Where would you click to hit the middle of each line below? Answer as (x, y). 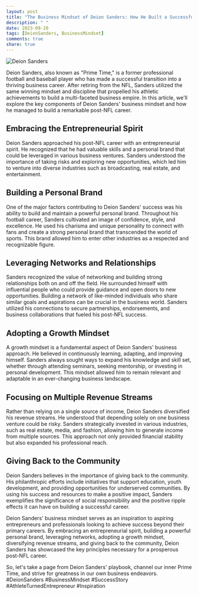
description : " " (27, 22)
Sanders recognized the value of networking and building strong (84, 277)
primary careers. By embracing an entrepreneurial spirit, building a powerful (98, 530)
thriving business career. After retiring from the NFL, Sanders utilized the (94, 85)
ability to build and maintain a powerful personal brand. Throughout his (92, 213)
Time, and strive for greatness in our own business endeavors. (82, 573)
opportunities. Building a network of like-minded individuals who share (92, 296)
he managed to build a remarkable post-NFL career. (69, 110)
